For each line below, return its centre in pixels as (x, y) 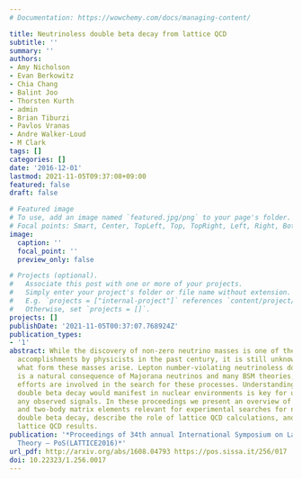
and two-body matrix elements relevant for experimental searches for (152, 410)
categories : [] (38, 159)
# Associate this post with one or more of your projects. (126, 285)
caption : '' (40, 243)
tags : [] (26, 151)
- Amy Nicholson (40, 68)
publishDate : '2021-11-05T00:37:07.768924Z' (94, 326)
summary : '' (31, 50)
